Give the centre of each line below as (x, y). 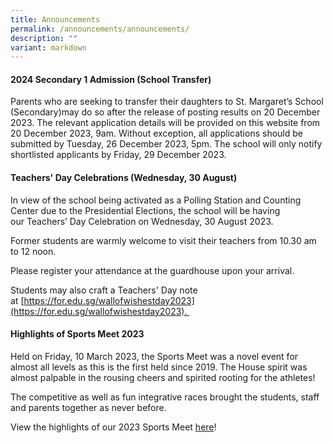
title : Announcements (55, 19)
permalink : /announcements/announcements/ (100, 29)
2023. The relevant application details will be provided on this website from (165, 123)
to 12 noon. (33, 251)
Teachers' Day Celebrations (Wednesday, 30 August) (124, 178)
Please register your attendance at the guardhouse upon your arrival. (152, 270)
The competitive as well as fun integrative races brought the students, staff (165, 397)
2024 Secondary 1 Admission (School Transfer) (111, 79)
